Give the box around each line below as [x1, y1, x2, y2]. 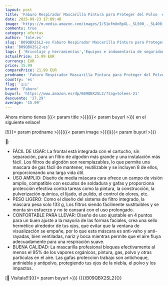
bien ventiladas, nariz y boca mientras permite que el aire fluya [31, 233, 161, 239]
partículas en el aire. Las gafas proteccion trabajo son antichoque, [12, 254, 149, 260]
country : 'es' [5, 77, 35, 82]
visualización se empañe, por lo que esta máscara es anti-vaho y [12, 228, 146, 234]
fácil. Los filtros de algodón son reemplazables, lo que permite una [12, 159, 150, 165]
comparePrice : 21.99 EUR [5, 68, 57, 73]
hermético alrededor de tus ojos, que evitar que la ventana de [12, 223, 140, 229]
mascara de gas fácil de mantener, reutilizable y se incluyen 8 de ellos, [12, 164, 158, 170]
